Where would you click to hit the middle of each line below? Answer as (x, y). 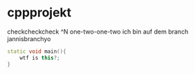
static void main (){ (37, 51)
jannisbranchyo (29, 38)
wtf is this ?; (40, 58)
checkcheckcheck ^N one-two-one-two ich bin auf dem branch (98, 32)
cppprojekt (39, 13)
